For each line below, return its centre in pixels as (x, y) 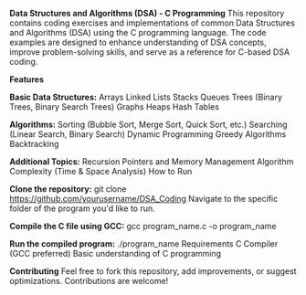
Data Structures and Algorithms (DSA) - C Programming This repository (147, 13)
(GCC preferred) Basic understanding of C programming (116, 253)
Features (26, 79)
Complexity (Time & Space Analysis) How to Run (101, 171)
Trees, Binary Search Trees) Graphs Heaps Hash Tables (114, 107)
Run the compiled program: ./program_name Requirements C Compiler (144, 244)
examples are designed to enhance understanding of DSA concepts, (138, 42)
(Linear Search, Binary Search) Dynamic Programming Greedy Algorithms (148, 134)
